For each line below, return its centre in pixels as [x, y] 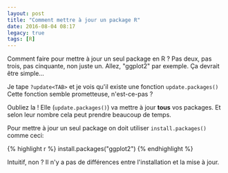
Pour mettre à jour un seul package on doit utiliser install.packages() [107, 128]
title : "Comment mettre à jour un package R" [74, 20]
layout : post [26, 13]
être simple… [26, 74]
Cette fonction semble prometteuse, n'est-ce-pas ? [80, 94]
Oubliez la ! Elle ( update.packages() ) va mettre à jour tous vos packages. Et [114, 108]
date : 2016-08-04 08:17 [41, 26]
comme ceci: [26, 136]
